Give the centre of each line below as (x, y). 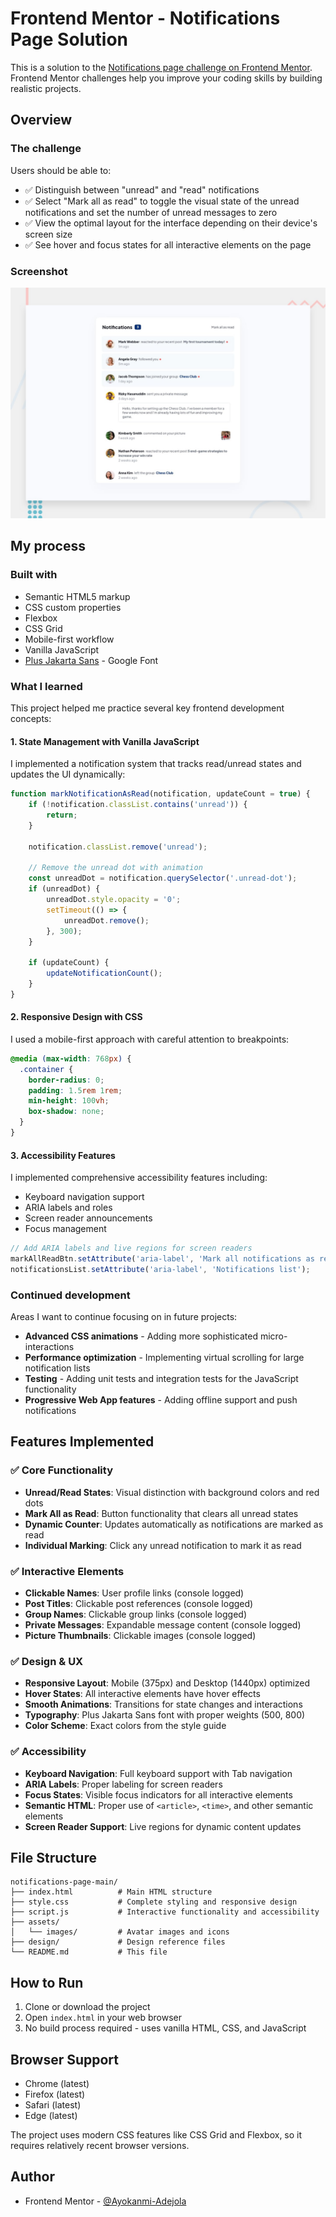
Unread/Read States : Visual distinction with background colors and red (172, 1492)
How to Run (47, 1982)
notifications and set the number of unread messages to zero (151, 212)
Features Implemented (82, 1442)
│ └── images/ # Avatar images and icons (120, 1932)
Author (32, 2177)
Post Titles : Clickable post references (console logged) (139, 1604)
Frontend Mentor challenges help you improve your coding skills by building (166, 78)
